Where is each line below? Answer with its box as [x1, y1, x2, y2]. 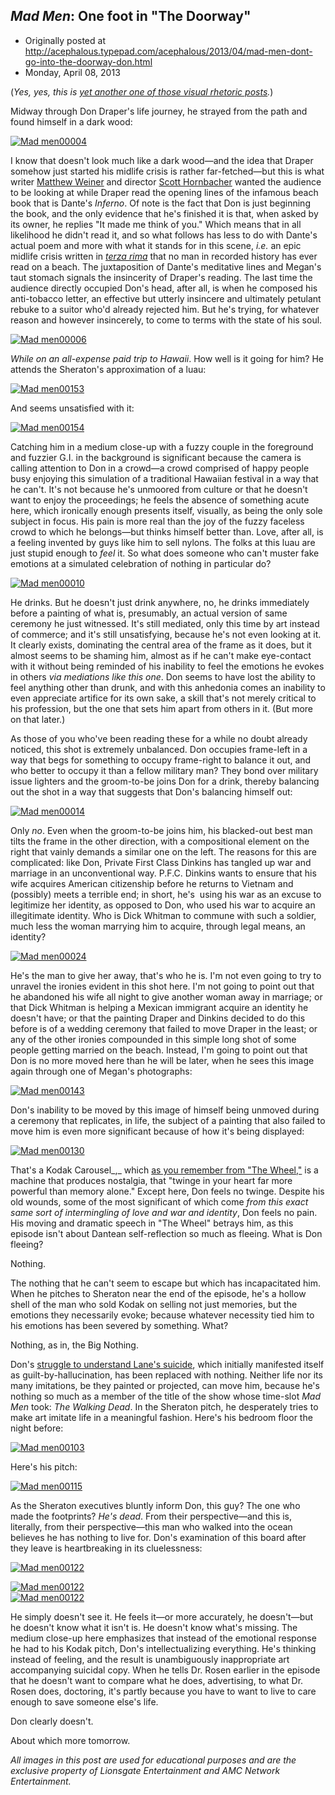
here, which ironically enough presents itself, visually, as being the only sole [10, 504, 323, 516]
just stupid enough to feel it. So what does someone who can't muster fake [10, 547, 320, 559]
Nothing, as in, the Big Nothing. [10, 1339, 139, 1351]
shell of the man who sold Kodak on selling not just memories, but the [10, 1298, 298, 1310]
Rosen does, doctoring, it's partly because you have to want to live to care [10, 1685, 317, 1697]
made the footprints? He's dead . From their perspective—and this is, [10, 1510, 293, 1522]
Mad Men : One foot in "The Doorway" [10, 8, 252, 25]
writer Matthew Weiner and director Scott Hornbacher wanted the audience [10, 175, 322, 188]
